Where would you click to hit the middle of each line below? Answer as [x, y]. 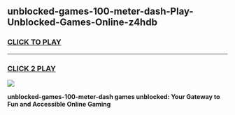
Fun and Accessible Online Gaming [59, 104]
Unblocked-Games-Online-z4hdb [82, 23]
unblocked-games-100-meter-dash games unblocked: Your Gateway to [114, 96]
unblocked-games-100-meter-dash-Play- [100, 11]
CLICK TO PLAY [34, 43]
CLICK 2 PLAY [31, 68]
